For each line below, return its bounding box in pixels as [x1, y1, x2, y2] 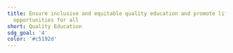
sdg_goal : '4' [7, 29, 49, 36]
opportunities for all [13, 17, 79, 23]
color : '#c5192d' [7, 36, 58, 43]
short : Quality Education [7, 23, 82, 30]
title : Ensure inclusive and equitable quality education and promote [7, 10, 216, 17]
